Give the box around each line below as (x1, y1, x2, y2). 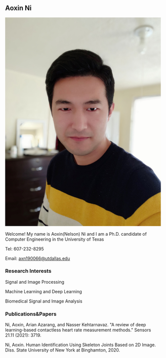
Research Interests (5, 267, 52, 274)
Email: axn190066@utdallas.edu (5, 255, 70, 261)
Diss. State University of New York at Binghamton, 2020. (5, 347, 120, 353)
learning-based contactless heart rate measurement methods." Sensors (5, 327, 152, 333)
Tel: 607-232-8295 (5, 246, 44, 252)
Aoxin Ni (5, 4, 32, 12)
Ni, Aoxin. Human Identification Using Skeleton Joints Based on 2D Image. (5, 342, 156, 348)
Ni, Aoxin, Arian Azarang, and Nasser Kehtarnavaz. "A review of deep (5, 322, 146, 328)
